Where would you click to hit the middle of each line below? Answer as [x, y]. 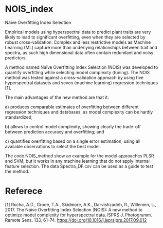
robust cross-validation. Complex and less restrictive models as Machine [78, 42]
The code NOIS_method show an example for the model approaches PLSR [80, 156]
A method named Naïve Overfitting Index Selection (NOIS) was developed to [81, 67]
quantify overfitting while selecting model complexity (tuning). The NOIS [77, 72]
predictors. [16, 57]
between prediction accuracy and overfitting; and [55, 132]
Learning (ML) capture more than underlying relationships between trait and [81, 47]
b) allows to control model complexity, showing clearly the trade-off [73, 126]
